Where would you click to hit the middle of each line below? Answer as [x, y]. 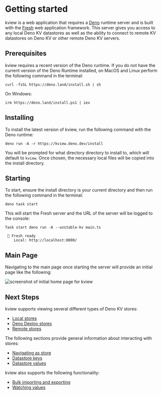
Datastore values [29, 363]
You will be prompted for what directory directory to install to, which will [77, 153]
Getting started [36, 9]
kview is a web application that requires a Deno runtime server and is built [79, 22]
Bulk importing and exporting [41, 382]
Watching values [29, 387]
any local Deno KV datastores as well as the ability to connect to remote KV [81, 33]
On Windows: [18, 93]
